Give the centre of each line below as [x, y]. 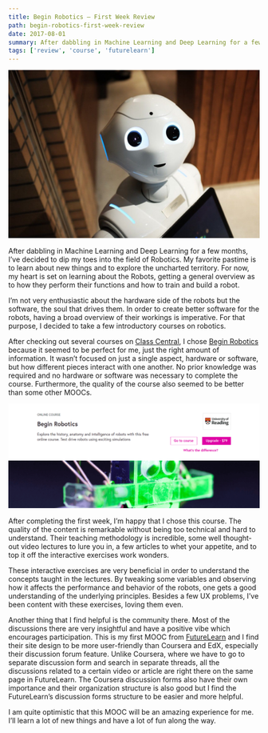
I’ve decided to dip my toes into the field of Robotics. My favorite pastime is [132, 259]
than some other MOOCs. [50, 392]
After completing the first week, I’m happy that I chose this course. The [125, 521]
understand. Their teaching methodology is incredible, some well [115, 538]
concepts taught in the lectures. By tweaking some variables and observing [132, 579]
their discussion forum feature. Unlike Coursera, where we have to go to [127, 654]
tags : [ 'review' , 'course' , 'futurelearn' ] [82, 51]
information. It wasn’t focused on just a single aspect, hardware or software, [134, 358]
